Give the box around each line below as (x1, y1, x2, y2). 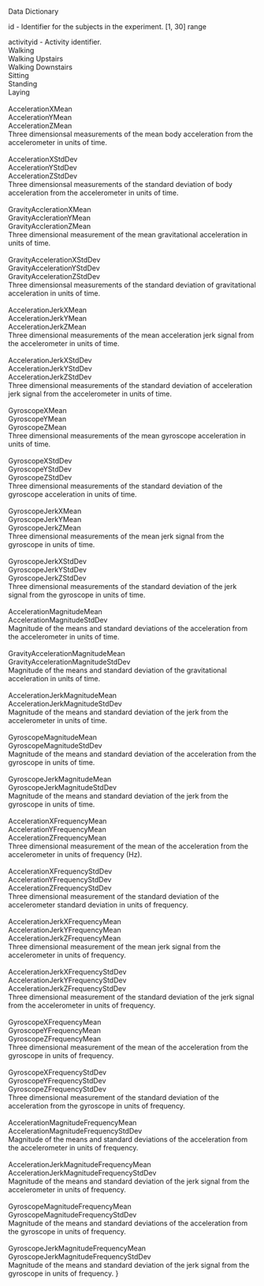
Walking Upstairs (8, 54, 64, 63)
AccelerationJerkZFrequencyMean (8, 934, 121, 943)
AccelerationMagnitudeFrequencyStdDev (8, 1127, 143, 1135)
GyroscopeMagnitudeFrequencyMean (8, 1202, 132, 1211)
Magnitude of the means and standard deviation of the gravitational (8, 665, 227, 675)
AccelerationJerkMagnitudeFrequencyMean (8, 1160, 151, 1169)
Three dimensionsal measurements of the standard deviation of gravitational (8, 280, 256, 289)
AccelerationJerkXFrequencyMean (8, 917, 122, 926)
